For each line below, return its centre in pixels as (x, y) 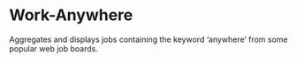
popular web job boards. (54, 48)
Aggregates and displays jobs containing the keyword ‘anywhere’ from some (148, 39)
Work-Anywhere (71, 15)
